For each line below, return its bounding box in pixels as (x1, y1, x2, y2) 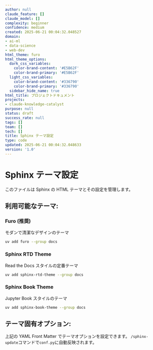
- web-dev (5, 48, 25, 52)
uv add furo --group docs (5, 239, 57, 244)
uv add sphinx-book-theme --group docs (5, 305, 86, 310)
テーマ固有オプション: (5, 319, 71, 328)
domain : (5, 34, 21, 39)
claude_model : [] (5, 16, 40, 21)
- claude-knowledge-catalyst (5, 102, 64, 107)
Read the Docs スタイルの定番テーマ (5, 263, 79, 268)
